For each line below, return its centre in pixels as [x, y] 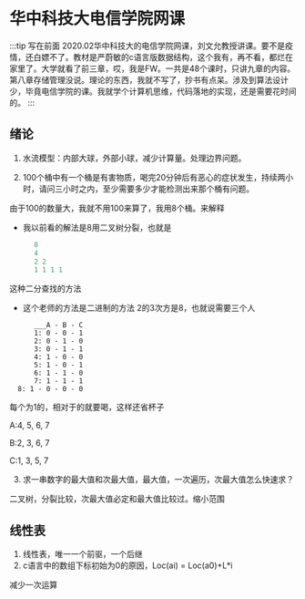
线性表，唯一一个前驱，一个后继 [82, 554]
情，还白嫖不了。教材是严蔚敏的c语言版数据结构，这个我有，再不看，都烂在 [151, 57]
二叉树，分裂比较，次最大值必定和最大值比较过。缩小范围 [117, 499]
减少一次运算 [33, 585]
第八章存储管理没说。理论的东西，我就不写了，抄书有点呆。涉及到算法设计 [149, 79]
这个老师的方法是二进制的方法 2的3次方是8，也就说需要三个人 [139, 308]
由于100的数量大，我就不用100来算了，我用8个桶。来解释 [117, 208]
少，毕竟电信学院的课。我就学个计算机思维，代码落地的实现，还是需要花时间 [153, 91]
